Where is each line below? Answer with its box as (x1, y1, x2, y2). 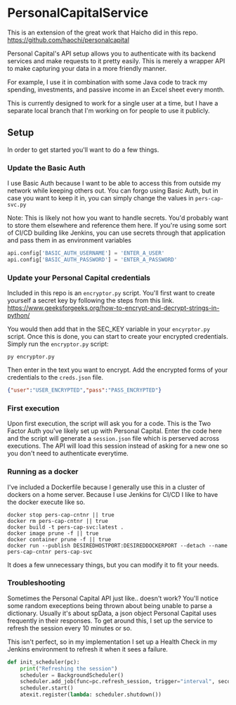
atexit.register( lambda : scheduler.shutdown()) (20, 691, 162, 699)
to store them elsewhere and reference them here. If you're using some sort (7, 221, 227, 230)
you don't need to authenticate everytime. (7, 449, 129, 458)
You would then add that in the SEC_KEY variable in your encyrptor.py (7, 325, 211, 333)
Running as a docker (7, 467, 79, 477)
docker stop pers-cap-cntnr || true (7, 511, 114, 518)
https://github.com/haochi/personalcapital (7, 35, 130, 44)
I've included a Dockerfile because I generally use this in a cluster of (7, 483, 205, 491)
